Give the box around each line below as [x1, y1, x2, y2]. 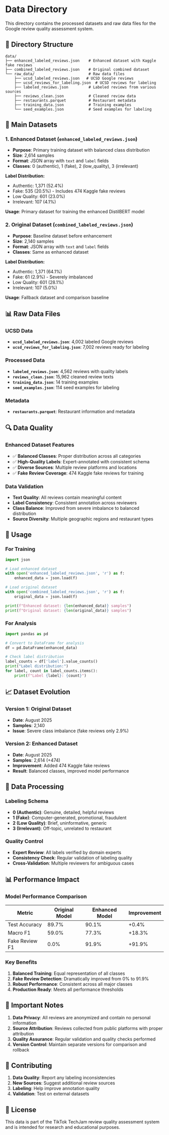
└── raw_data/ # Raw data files [5, 71, 125, 76]
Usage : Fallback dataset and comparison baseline [5, 294, 109, 300]
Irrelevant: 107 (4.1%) [12, 199, 56, 205]
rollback [12, 1047, 30, 1053]
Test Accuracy [8, 921, 42, 928]
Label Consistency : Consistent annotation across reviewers [12, 500, 137, 506]
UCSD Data [5, 327, 33, 335]
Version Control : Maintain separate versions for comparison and [12, 1041, 147, 1047]
